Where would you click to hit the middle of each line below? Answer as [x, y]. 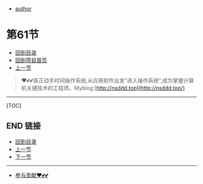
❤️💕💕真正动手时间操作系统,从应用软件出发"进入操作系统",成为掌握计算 [108, 80]
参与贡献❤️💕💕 [31, 175]
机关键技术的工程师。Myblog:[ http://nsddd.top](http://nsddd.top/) [103, 88]
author [23, 9]
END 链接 [24, 126]
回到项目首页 [31, 60]
